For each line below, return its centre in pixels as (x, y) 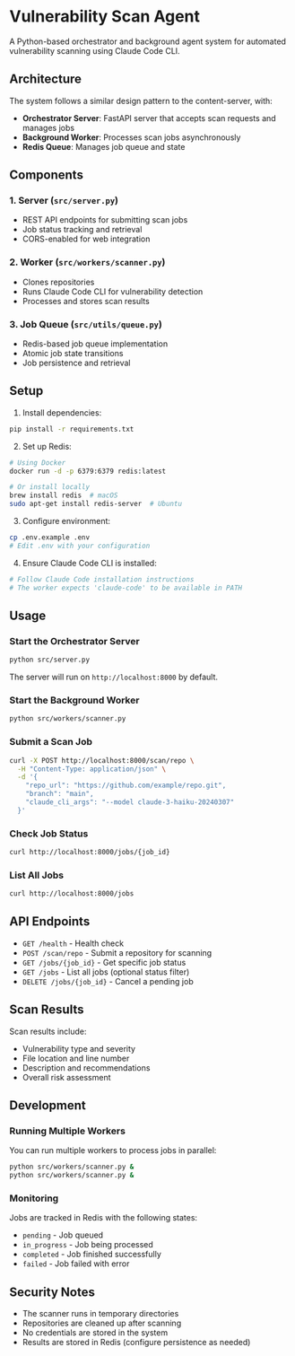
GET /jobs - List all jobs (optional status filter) (106, 972)
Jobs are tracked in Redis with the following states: (104, 1218)
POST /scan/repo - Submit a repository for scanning (117, 952)
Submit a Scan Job (51, 742)
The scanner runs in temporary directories (100, 1314)
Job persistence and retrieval (77, 363)
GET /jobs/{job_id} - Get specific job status (104, 962)
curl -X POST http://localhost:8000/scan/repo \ (102, 760)
